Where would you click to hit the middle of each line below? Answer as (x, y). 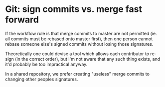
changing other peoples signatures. (42, 79)
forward (22, 20)
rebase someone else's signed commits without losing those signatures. (79, 44)
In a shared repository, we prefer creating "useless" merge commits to (77, 74)
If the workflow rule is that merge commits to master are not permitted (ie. (81, 33)
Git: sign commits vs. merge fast (74, 9)
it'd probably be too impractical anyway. (46, 64)
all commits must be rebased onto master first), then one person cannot (79, 39)
